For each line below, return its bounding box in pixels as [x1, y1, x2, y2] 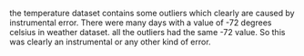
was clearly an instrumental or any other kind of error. [9, 36, 211, 47]
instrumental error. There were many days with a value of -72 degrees [9, 17, 272, 28]
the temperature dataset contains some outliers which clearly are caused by [9, 8, 295, 18]
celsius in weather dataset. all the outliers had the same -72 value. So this [9, 27, 286, 37]
